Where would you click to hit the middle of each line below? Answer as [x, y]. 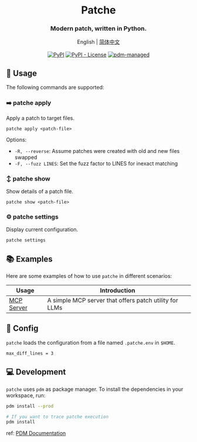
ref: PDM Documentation [36, 433]
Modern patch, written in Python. [98, 29]
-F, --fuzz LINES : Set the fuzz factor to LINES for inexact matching [96, 163]
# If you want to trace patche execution [57, 417]
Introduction [118, 290]
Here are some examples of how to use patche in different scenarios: [89, 276]
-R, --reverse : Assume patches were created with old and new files [97, 151]
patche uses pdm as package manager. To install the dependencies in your [95, 389]
